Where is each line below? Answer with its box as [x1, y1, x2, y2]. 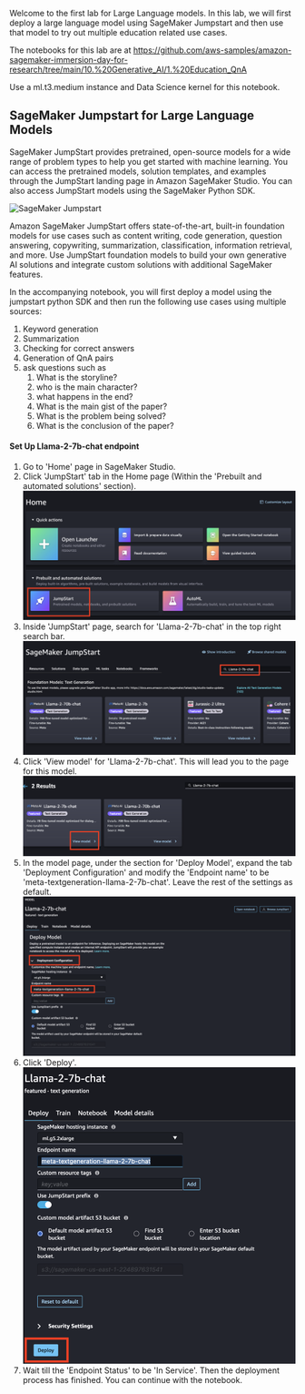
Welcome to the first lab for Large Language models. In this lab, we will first [9, 8, 292, 18]
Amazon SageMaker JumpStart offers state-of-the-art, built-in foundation [9, 220, 285, 231]
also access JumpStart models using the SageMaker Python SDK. [9, 185, 256, 196]
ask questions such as [22, 361, 107, 372]
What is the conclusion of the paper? [35, 420, 174, 431]
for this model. [22, 765, 77, 777]
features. [9, 269, 44, 280]
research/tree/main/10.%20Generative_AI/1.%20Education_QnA [9, 64, 248, 75]
